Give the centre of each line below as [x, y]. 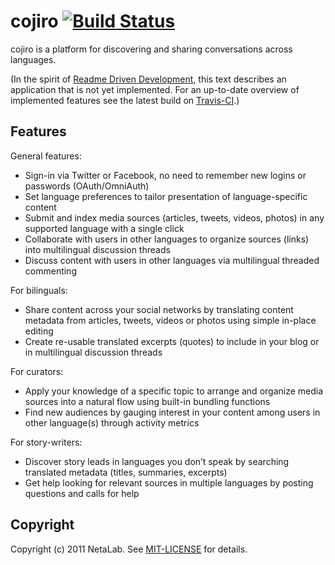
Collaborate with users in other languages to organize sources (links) [167, 239]
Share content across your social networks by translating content [159, 309]
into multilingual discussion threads [97, 249]
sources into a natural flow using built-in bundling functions [147, 401]
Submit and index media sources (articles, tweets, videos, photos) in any [174, 217]
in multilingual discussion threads [93, 352]
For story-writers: [46, 442]
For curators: [37, 371]
